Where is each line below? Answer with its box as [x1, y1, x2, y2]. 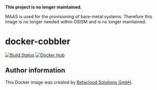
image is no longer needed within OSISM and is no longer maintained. [5, 19, 147, 24]
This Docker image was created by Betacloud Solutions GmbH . [5, 79, 133, 85]
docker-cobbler [5, 36, 70, 47]
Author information [5, 66, 65, 75]
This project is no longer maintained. [5, 4, 82, 10]
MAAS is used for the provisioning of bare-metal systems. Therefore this [5, 14, 153, 19]
